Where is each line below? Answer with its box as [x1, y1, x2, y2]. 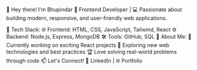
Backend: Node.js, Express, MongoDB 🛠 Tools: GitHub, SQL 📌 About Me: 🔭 [6, 33, 192, 40]
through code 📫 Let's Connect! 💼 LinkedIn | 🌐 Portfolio [6, 57, 143, 64]
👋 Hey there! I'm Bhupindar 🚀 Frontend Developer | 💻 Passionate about [6, 6, 183, 13]
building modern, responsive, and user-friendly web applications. [6, 15, 168, 21]
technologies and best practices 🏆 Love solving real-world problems [6, 48, 177, 55]
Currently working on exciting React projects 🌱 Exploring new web [6, 42, 169, 49]
